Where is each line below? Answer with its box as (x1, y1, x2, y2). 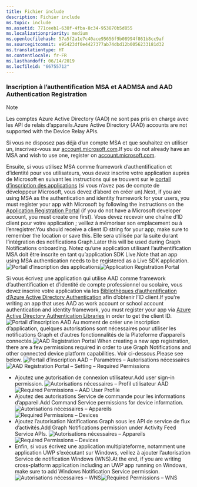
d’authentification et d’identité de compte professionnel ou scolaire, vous (6, 281, 183, 288)
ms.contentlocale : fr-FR (6, 52, 67, 58)
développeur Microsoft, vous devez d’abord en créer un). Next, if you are (6, 188, 181, 195)
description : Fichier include (6, 14, 81, 20)
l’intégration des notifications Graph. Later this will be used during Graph (6, 238, 181, 245)
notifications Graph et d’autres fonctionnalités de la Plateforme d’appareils (6, 331, 186, 338)
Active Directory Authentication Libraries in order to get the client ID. (6, 312, 172, 319)
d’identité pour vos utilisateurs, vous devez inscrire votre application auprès (6, 169, 190, 176)
